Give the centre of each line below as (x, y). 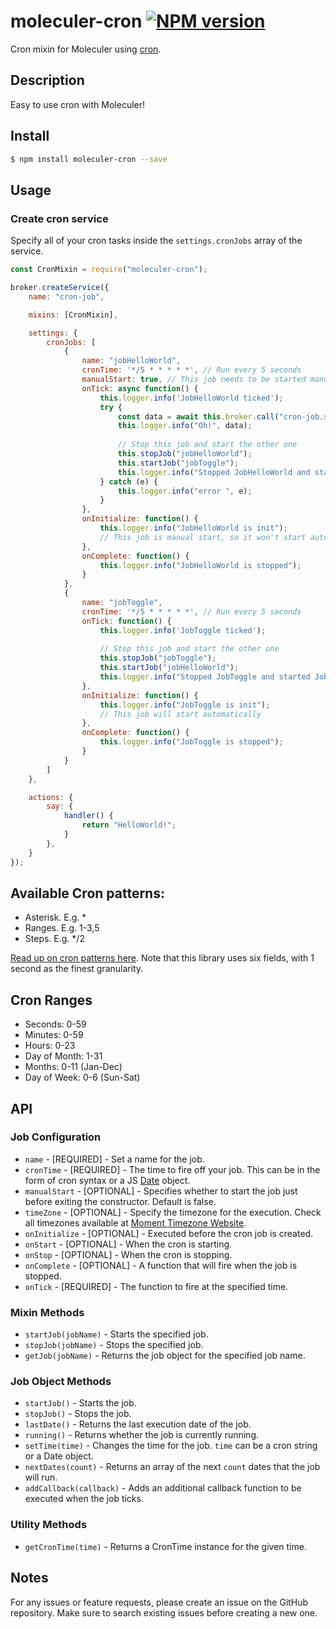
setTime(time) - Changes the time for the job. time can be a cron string (171, 1446)
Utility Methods (49, 1525)
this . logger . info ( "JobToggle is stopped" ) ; (191, 742)
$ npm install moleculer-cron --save (89, 159)
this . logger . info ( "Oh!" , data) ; (185, 426)
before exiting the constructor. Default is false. (120, 1201)
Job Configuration (56, 1137)
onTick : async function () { (140, 388)
